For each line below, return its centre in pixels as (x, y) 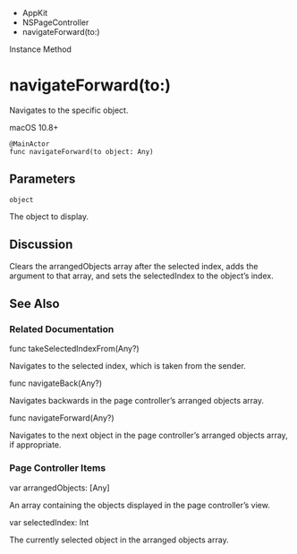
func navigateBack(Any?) (56, 383)
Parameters (42, 179)
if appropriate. (35, 445)
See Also (34, 303)
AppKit (35, 13)
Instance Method (40, 49)
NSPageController (55, 22)
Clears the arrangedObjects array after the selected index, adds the (134, 266)
